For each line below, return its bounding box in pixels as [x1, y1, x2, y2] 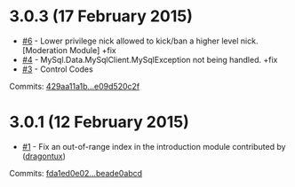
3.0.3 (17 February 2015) [9, 6, 193, 27]
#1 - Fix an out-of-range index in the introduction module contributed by [21, 141, 286, 152]
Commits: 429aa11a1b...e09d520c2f [9, 81, 140, 91]
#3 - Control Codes [21, 64, 93, 74]
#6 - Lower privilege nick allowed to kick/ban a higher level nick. [21, 35, 259, 46]
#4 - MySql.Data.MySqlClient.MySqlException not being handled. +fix [21, 54, 278, 65]
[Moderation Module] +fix [21, 44, 117, 55]
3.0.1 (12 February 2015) [9, 113, 189, 132]
